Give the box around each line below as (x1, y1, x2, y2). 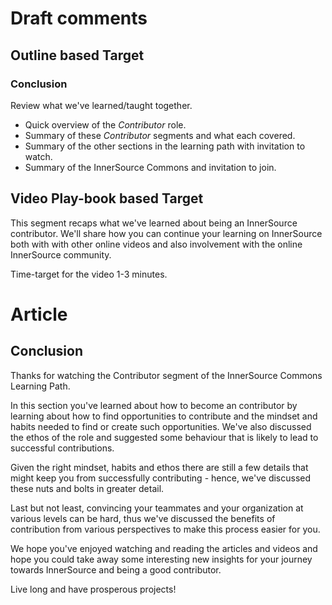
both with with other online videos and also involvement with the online (10, 238, 303, 250)
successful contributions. (10, 442, 115, 454)
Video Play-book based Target (10, 190, 204, 207)
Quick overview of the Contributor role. (24, 118, 187, 131)
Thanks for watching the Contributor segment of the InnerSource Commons (10, 369, 323, 381)
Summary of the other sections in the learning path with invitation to (24, 140, 306, 152)
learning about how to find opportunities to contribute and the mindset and (10, 410, 318, 422)
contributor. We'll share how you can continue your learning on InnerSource (10, 227, 323, 239)
